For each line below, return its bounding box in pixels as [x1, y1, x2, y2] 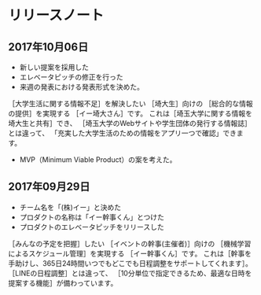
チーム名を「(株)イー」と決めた [19, 202, 122, 212]
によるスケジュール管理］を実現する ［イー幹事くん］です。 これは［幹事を [8, 249, 252, 258]
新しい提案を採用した [19, 63, 89, 72]
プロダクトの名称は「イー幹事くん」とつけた [19, 212, 165, 222]
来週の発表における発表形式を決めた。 [19, 83, 144, 91]
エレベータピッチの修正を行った [19, 72, 123, 82]
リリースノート [8, 6, 105, 24]
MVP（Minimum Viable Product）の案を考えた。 [19, 155, 177, 164]
